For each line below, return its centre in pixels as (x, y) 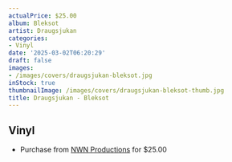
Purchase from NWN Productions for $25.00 (93, 150)
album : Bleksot (34, 23)
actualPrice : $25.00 (43, 16)
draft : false (30, 61)
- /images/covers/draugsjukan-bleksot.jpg (80, 75)
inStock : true (32, 83)
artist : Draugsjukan (43, 30)
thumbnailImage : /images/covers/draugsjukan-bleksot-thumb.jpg (116, 90)
